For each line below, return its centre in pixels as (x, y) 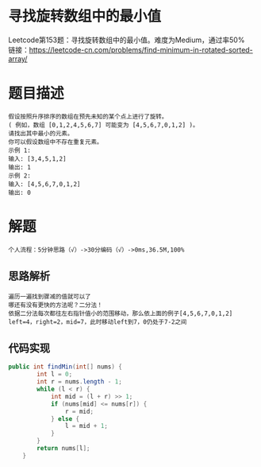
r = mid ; (79, 411)
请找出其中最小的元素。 (41, 133)
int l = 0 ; (55, 375)
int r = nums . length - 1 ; (80, 382)
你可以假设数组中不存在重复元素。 (56, 142)
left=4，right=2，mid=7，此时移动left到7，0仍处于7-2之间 (98, 322)
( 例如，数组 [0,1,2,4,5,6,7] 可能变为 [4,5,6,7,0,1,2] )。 (104, 125)
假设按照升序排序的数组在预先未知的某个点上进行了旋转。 (88, 116)
